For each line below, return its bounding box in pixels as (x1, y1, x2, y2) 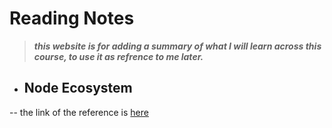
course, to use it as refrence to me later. (33, 50, 204, 62)
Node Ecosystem (23, 80, 133, 97)
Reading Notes (9, 7, 135, 30)
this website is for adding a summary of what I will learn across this (33, 40, 322, 52)
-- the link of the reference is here (9, 106, 149, 118)
